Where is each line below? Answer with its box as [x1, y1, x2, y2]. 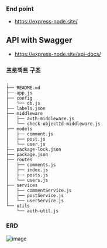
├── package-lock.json [6, 147, 61, 152]
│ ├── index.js [6, 167, 49, 173]
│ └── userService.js [6, 198, 64, 204]
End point [6, 5, 34, 13]
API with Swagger [6, 35, 73, 45]
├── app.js [6, 90, 33, 96]
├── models [6, 126, 33, 132]
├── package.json [6, 152, 49, 158]
